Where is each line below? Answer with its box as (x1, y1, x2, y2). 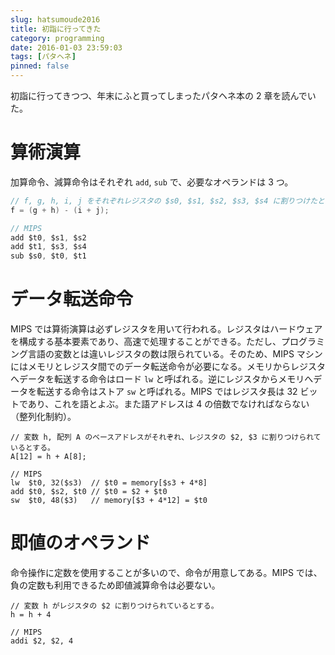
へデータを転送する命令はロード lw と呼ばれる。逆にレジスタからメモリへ (10, 373, 314, 385)
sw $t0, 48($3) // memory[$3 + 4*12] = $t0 (10, 496, 208, 506)
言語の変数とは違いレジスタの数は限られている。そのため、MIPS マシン (27, 348, 323, 360)
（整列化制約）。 (10, 411, 77, 423)
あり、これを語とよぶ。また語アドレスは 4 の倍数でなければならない (27, 398, 310, 410)
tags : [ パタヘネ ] (10, 52, 77, 62)
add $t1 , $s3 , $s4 (10, 242, 87, 252)
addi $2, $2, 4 (10, 636, 74, 646)
